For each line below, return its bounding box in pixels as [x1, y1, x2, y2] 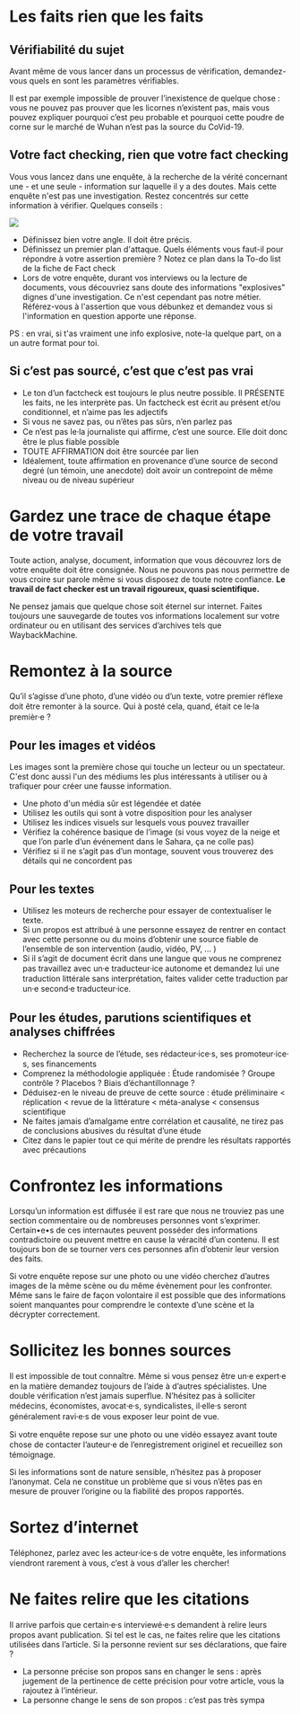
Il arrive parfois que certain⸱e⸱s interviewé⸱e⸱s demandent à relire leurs [9, 1619, 267, 1630]
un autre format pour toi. [9, 337, 100, 348]
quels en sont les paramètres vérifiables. [29, 75, 179, 86]
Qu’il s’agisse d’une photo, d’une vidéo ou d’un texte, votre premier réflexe [9, 690, 284, 702]
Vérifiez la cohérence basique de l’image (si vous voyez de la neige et [21, 826, 280, 837]
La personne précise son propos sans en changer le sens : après [21, 1665, 262, 1676]
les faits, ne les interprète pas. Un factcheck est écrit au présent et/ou [21, 397, 281, 408]
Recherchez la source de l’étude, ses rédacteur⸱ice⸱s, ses [21, 1048, 234, 1059]
